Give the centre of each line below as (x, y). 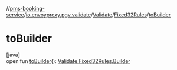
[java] (13, 55)
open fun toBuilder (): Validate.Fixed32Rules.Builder (68, 61)
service (15, 15)
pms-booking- (27, 9)
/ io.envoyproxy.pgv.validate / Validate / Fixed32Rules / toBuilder (97, 15)
